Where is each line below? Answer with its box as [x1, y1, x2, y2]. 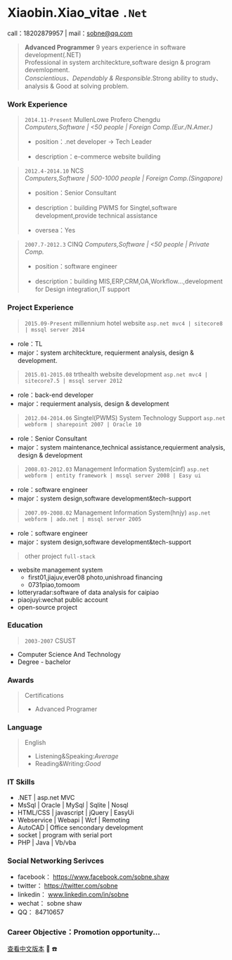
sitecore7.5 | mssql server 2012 [24, 377, 123, 384]
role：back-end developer [17, 390, 94, 399]
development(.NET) [24, 50, 82, 59]
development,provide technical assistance [34, 211, 158, 220]
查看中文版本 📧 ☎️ [7, 944, 58, 953]
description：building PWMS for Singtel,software [34, 204, 177, 212]
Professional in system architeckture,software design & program [24, 58, 211, 66]
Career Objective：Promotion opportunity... [7, 927, 160, 937]
